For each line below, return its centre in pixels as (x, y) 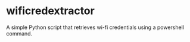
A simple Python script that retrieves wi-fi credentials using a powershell (95, 27)
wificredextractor (51, 11)
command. (19, 33)
